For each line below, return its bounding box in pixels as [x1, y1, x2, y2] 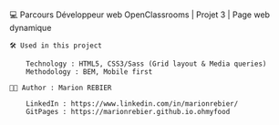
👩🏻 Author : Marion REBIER [9, 83, 112, 92]
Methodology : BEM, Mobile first [26, 68, 153, 77]
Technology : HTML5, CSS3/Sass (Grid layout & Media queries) [26, 59, 267, 68]
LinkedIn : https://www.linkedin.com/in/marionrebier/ [26, 99, 239, 109]
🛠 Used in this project [9, 41, 103, 50]
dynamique [9, 23, 52, 33]
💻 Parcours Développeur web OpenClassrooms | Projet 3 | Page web [9, 9, 271, 20]
